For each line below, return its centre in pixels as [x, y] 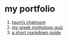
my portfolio [30, 9]
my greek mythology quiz [37, 27]
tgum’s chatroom [29, 22]
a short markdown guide [36, 32]
